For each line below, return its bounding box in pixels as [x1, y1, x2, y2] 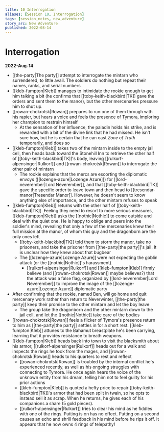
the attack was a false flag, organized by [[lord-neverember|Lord [26, 276, 158, 281]
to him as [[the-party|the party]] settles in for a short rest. [12, 322, 129, 329]
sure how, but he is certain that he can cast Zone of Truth [19, 135, 136, 141]
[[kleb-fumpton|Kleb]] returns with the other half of [12, 203, 116, 208]
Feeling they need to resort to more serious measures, [44, 208, 153, 214]
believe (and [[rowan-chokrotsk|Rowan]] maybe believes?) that [26, 270, 154, 276]
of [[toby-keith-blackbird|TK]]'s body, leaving [12, 155, 104, 162]
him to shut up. [12, 103, 43, 109]
